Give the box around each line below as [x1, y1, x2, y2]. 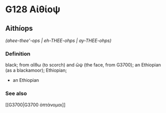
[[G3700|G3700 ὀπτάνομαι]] [5, 101, 66, 108]
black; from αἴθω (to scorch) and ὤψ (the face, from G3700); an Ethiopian [5, 62, 161, 68]
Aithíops [5, 24, 33, 33]
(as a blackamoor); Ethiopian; [5, 67, 67, 74]
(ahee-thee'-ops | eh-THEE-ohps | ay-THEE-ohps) [5, 37, 112, 43]
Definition [5, 50, 31, 57]
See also [5, 90, 27, 97]
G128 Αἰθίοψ [5, 4, 60, 15]
